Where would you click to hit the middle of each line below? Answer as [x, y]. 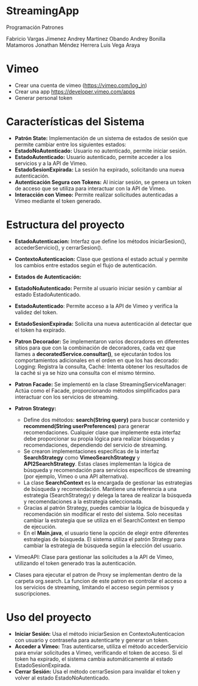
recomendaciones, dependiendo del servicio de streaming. [95, 445]
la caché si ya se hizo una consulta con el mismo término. [85, 373]
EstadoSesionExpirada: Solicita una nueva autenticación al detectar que [103, 323]
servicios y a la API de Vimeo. [51, 163]
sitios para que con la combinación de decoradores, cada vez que [95, 348]
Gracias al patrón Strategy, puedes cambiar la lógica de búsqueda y [106, 507]
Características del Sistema [75, 122]
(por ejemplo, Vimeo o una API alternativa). [76, 476]
